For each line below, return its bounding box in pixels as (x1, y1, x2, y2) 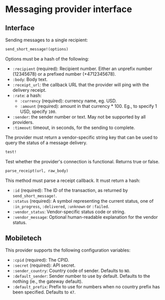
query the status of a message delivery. (5, 140, 88, 146)
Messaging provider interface (5, 4, 132, 15)
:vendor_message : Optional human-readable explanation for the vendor (12, 214, 158, 220)
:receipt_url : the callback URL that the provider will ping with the (12, 82, 149, 88)
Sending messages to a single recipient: (5, 37, 88, 43)
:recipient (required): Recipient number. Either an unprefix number (12, 66, 152, 72)
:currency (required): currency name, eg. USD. (20, 97, 117, 104)
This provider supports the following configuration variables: (5, 247, 131, 253)
